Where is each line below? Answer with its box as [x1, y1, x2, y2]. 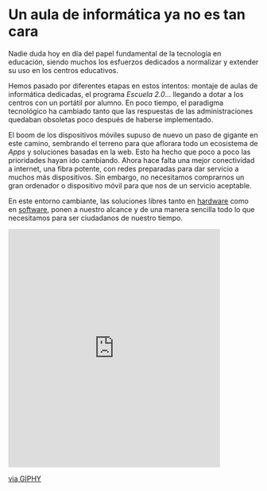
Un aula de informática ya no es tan [8, 6, 246, 24]
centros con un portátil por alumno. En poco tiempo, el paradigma [8, 98, 224, 107]
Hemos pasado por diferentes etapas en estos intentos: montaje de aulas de [8, 81, 258, 91]
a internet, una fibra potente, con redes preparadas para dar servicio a [8, 164, 239, 173]
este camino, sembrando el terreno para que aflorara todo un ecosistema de [8, 138, 258, 148]
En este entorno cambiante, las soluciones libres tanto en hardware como [8, 196, 249, 206]
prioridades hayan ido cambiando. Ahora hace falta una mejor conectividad [8, 155, 255, 164]
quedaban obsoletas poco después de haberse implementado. [8, 114, 214, 124]
